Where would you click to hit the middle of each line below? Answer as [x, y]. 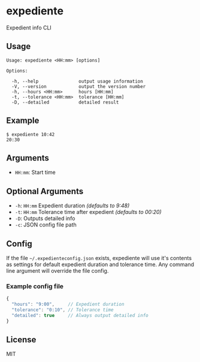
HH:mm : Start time [35, 173]
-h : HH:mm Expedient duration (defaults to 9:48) [72, 206]
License [21, 340]
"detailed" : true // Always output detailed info [80, 315]
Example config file [35, 286]
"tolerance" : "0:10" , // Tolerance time [63, 310]
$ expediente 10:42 [31, 134]
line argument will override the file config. [57, 271]
